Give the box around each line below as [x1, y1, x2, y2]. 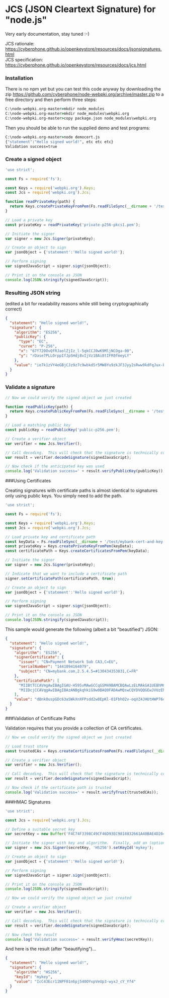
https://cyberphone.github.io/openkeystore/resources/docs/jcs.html [5, 62, 147, 68]
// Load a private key [5, 217, 53, 222]
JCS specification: [5, 56, 43, 62]
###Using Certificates [5, 478, 51, 484]
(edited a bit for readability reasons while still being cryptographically [5, 300, 149, 306]
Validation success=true [5, 144, 57, 149]
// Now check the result [5, 932, 57, 937]
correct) [5, 306, 22, 312]
